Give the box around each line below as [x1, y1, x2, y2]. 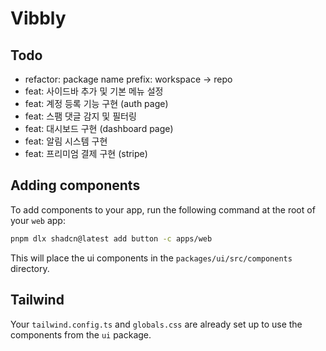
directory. [10, 262, 50, 274]
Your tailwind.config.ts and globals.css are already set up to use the [10, 318, 303, 330]
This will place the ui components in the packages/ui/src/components [10, 252, 293, 264]
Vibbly [10, 7, 67, 30]
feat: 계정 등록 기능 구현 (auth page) [24, 98, 169, 109]
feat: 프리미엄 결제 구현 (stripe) [24, 148, 148, 159]
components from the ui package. [10, 328, 152, 341]
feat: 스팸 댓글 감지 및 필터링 [24, 110, 137, 122]
